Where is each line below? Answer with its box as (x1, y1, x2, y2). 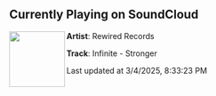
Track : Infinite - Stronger (66, 48, 158, 59)
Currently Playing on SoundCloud (9, 7, 199, 22)
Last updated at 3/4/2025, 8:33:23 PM (66, 65, 207, 76)
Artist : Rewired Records (66, 30, 155, 41)
